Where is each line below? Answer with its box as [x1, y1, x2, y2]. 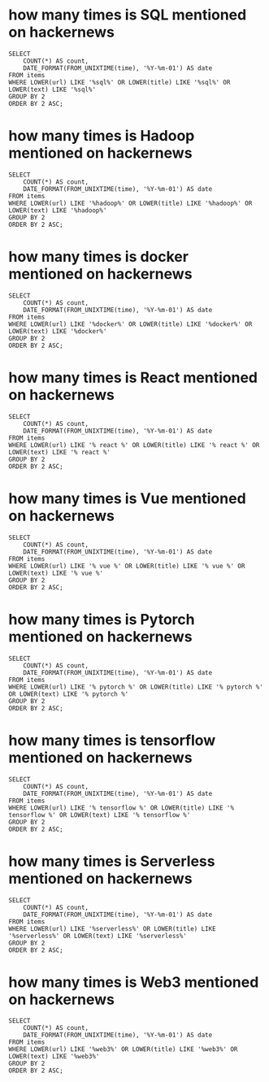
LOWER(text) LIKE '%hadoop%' [8, 206, 107, 215]
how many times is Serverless [8, 852, 215, 871]
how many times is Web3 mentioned [8, 973, 259, 991]
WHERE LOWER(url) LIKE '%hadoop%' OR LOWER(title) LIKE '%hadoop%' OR [8, 199, 253, 207]
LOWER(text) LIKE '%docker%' [8, 327, 107, 335]
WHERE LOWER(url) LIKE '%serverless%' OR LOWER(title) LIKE [8, 924, 217, 932]
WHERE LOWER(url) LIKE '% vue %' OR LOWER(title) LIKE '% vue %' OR [8, 562, 245, 570]
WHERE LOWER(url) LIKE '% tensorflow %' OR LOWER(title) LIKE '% [8, 803, 234, 812]
